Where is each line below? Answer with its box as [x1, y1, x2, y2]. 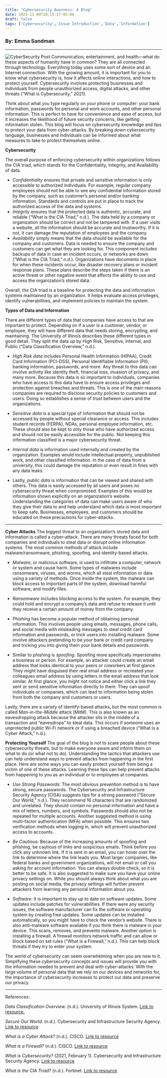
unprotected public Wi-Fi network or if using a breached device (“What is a [5, 725, 159, 731]
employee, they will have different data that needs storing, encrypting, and [5, 327, 158, 334]
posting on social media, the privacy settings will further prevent [12, 881, 144, 887]
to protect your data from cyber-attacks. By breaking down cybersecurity [5, 126, 156, 132]
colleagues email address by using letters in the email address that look [12, 673, 159, 679]
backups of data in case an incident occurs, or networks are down [12, 251, 149, 257]
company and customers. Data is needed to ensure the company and [12, 240, 154, 246]
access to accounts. [12, 829, 54, 835]
